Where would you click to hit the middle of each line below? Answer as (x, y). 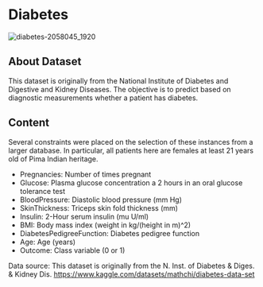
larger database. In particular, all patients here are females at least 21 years (131, 150)
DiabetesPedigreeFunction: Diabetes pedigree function (110, 233)
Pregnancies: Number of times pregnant (85, 174)
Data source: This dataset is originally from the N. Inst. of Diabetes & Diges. (131, 266)
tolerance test (43, 191)
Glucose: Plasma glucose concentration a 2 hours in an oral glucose (131, 182)
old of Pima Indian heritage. (53, 159)
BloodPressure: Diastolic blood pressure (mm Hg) (101, 200)
